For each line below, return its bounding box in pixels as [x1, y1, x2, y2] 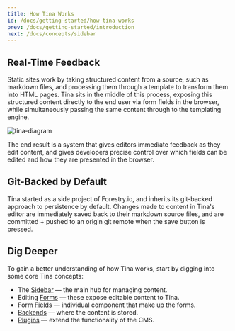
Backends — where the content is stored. [17, 308, 139, 316]
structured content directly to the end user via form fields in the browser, [7, 98, 219, 106]
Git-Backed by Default [7, 176, 108, 188]
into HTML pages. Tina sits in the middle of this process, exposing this [7, 90, 212, 99]
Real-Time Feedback [7, 56, 101, 68]
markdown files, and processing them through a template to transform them [7, 83, 229, 91]
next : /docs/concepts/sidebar [7, 30, 97, 38]
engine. [7, 113, 30, 121]
